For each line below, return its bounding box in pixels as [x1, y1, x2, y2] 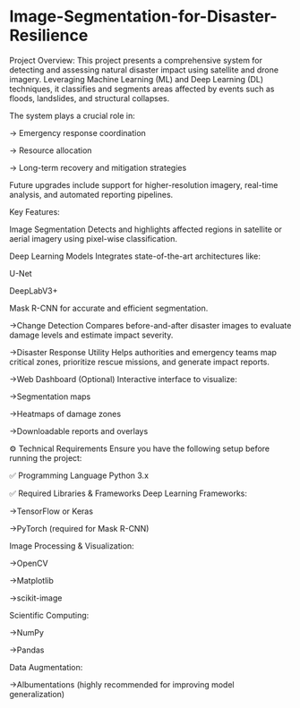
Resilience [9, 25, 89, 46]
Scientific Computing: [9, 610, 90, 620]
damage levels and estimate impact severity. [9, 329, 174, 340]
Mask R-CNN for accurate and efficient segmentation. [9, 303, 209, 313]
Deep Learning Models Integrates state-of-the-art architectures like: [9, 251, 261, 261]
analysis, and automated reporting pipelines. [9, 189, 174, 200]
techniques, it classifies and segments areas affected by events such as [9, 83, 275, 94]
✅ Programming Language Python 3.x [9, 470, 150, 481]
